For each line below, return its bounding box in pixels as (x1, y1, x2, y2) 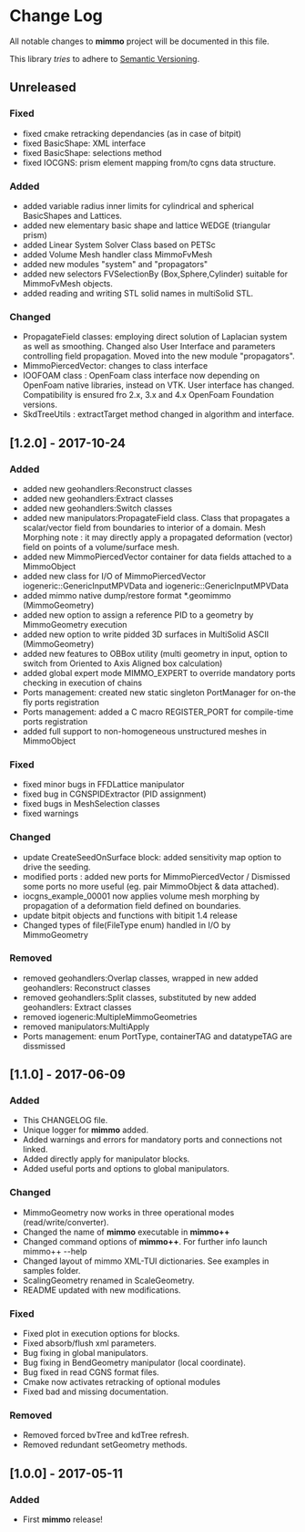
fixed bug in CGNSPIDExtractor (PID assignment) (22, 788, 207, 799)
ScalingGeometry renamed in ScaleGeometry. (22, 1275, 195, 1286)
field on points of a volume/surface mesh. (22, 541, 180, 552)
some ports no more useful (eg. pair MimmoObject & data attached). (22, 881, 280, 891)
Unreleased (9, 79, 77, 96)
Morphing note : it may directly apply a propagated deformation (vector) (22, 531, 293, 543)
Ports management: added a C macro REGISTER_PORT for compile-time (22, 706, 294, 717)
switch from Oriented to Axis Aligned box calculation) (22, 658, 223, 669)
